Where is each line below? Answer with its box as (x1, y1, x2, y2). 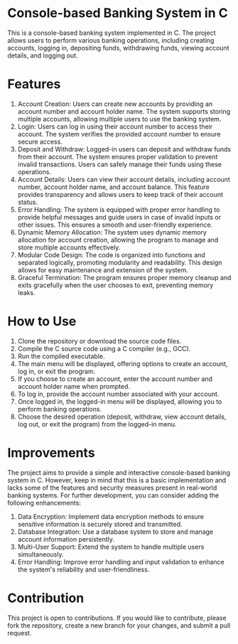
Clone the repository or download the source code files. (17, 336, 182, 345)
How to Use (7, 313, 77, 330)
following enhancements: (7, 498, 82, 507)
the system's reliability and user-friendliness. (17, 565, 150, 574)
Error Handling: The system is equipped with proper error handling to (17, 205, 220, 214)
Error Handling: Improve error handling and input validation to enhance (17, 557, 225, 566)
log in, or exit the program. (17, 367, 96, 375)
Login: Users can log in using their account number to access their (17, 122, 213, 131)
